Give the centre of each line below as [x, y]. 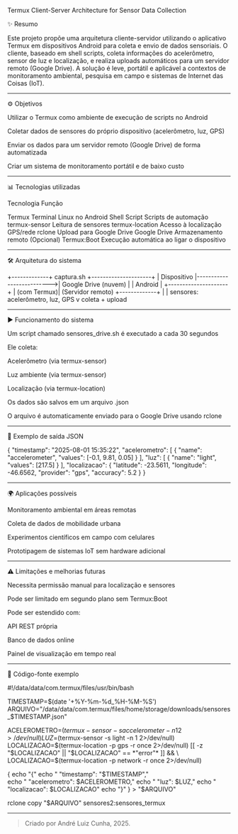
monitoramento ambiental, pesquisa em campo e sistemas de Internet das [115, 76]
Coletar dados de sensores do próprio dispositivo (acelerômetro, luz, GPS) [116, 131]
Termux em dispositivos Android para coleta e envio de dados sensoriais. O [118, 46]
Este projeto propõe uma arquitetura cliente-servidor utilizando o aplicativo [117, 38]
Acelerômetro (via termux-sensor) [57, 361]
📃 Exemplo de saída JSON [45, 436]
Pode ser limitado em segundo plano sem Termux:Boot [87, 599]
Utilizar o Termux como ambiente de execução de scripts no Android [108, 117]
